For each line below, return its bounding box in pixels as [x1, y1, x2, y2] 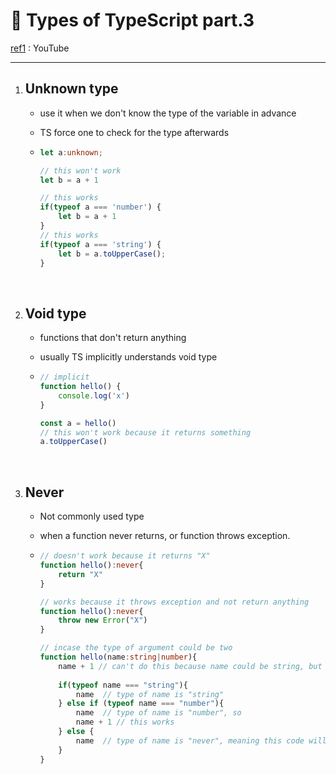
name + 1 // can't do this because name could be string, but [58, 661, 323, 671]
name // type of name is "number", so [75, 708, 242, 718]
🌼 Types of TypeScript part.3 [10, 9, 255, 32]
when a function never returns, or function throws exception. [39, 530, 291, 542]
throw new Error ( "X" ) [58, 615, 148, 626]
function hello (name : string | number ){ [39, 652, 198, 662]
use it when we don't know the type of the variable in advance [39, 107, 297, 119]
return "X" [58, 569, 103, 579]
